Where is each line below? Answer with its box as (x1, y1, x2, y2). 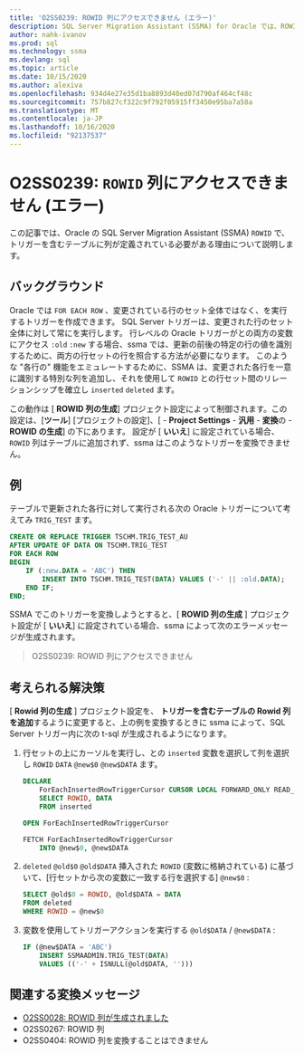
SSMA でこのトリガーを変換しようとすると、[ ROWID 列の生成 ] (9, 608, 248, 620)
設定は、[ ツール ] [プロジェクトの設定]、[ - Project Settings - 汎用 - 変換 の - (9, 414, 292, 426)
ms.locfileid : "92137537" (9, 131, 107, 140)
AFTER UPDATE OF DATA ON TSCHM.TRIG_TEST (9, 541, 168, 551)
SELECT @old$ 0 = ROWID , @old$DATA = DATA (22, 890, 182, 899)
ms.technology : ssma (9, 47, 88, 56)
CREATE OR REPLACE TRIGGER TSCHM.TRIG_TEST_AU (9, 532, 188, 541)
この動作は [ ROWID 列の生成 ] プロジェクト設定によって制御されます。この (9, 403, 288, 414)
